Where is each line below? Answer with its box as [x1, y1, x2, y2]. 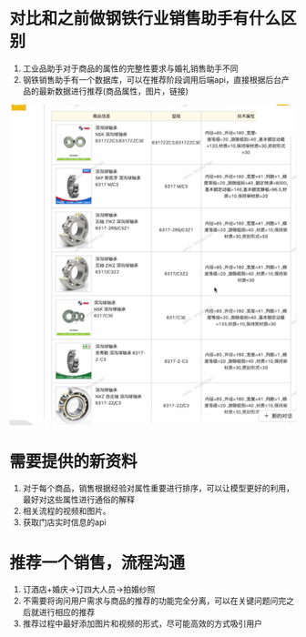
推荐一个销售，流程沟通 [9, 552, 186, 573]
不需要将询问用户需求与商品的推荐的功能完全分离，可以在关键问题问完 [22, 595, 287, 606]
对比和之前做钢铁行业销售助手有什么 [9, 8, 281, 29]
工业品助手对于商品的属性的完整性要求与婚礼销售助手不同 [22, 63, 239, 74]
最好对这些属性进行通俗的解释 [22, 494, 135, 505]
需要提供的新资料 [9, 451, 138, 471]
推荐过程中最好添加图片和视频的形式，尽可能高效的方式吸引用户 [22, 618, 262, 629]
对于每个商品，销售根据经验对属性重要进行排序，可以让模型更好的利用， [22, 483, 294, 494]
